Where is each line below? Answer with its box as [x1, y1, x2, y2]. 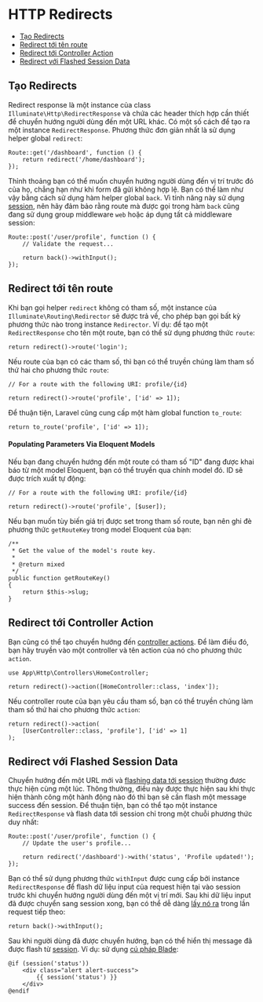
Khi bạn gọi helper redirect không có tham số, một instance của [8, 302, 217, 312]
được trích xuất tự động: [8, 474, 86, 483]
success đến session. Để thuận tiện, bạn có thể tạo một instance [8, 801, 217, 810]
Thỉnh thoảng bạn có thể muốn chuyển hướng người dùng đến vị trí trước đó [8, 176, 254, 185]
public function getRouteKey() [8, 574, 111, 582]
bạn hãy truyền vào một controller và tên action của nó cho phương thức [8, 645, 243, 655]
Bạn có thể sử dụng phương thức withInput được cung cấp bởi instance [8, 874, 240, 883]
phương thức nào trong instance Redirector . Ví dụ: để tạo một [8, 320, 208, 329]
